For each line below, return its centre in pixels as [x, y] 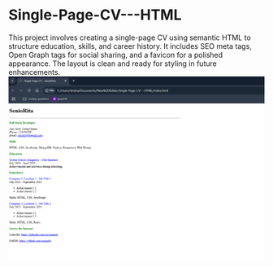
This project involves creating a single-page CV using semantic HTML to [130, 37]
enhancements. [35, 72]
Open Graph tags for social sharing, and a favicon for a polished [116, 55]
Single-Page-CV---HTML [95, 15]
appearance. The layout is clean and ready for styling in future [113, 63]
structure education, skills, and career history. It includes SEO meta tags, [130, 46]
